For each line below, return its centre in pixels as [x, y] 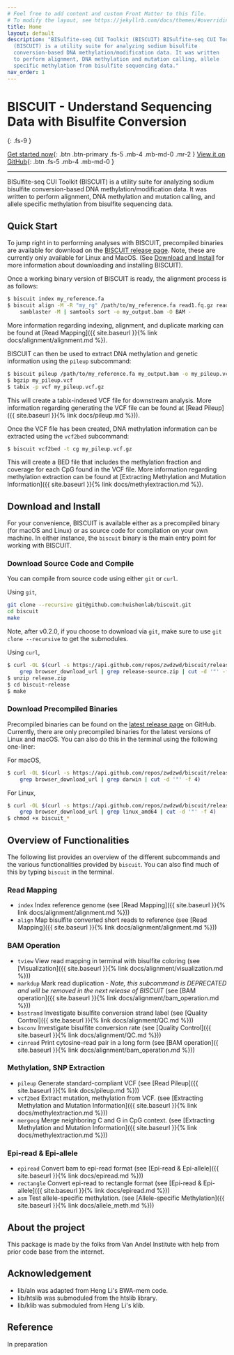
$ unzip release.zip [37, 678]
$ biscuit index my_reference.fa [56, 299]
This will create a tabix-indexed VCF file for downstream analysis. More [110, 400]
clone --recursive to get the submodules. [68, 639]
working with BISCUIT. [39, 545]
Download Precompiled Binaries [63, 709]
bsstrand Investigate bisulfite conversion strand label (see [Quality [112, 1013]
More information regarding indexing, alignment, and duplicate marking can [116, 325]
